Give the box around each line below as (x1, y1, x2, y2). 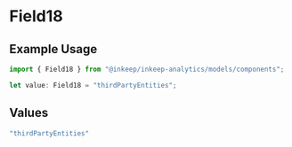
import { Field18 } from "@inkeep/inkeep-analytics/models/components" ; (9, 65, 285, 73)
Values (9, 105, 49, 120)
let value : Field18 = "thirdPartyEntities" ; (9, 81, 177, 89)
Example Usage (9, 42, 98, 57)
